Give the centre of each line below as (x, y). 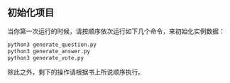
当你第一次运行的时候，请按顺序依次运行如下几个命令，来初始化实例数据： (116, 31)
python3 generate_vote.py (45, 58)
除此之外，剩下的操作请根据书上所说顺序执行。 (76, 72)
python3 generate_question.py (52, 45)
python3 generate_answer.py (49, 51)
